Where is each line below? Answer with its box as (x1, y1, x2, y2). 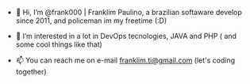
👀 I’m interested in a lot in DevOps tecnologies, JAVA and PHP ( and (15, 32, 237, 40)
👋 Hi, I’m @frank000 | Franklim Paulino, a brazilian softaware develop (15, 8, 242, 17)
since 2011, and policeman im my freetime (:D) (15, 16, 167, 25)
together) (15, 67, 47, 76)
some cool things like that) (15, 40, 103, 49)
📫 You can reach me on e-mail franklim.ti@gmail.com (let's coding (15, 55, 236, 65)
